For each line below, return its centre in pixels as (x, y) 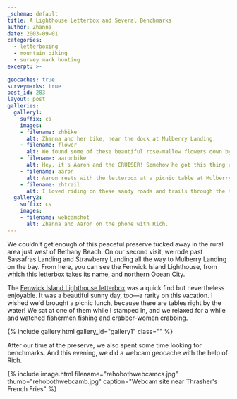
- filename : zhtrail (50, 184)
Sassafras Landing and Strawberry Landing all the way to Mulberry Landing (117, 259)
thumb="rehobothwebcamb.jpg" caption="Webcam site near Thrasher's (113, 381)
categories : (25, 40)
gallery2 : (28, 198)
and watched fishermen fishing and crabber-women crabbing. (98, 318)
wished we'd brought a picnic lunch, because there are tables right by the (114, 303)
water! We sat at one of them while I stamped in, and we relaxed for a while (116, 310)
